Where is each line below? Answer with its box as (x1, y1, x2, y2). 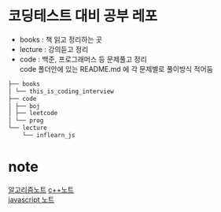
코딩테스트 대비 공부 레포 (8, 7, 158, 25)
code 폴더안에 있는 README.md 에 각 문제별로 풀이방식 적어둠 (19, 64, 214, 73)
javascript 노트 (8, 195, 55, 204)
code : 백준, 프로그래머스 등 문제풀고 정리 (19, 54, 147, 64)
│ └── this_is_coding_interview (8, 87, 114, 95)
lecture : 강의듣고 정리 (19, 44, 89, 54)
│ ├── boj (8, 102, 41, 110)
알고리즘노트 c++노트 (8, 184, 75, 194)
